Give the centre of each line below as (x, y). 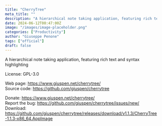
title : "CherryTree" (26, 9)
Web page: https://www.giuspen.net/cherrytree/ (53, 83)
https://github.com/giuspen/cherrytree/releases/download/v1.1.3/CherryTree (81, 113)
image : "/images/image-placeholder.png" (46, 28)
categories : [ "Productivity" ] (35, 32)
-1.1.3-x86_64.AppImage (29, 118)
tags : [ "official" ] (25, 41)
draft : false (18, 46)
